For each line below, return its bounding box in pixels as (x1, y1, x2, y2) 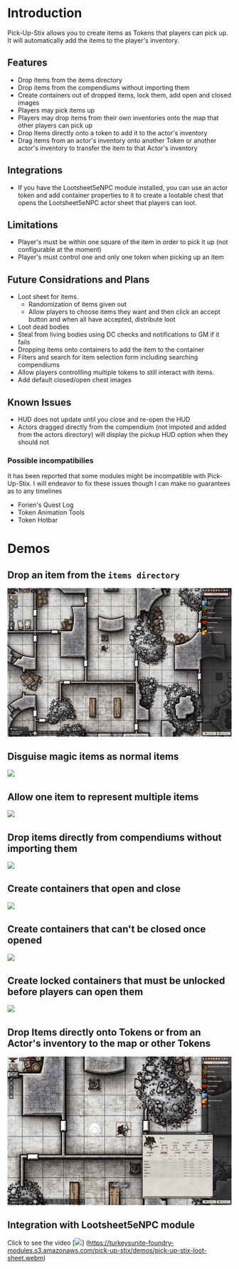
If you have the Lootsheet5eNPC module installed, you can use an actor (17, 183, 228, 191)
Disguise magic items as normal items (7, 750, 179, 762)
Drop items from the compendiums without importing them (17, 83, 190, 92)
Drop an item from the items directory (7, 569, 180, 581)
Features (7, 57, 48, 69)
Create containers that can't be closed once (7, 923, 206, 935)
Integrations (7, 164, 63, 177)
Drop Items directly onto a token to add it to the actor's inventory (17, 128, 208, 137)
